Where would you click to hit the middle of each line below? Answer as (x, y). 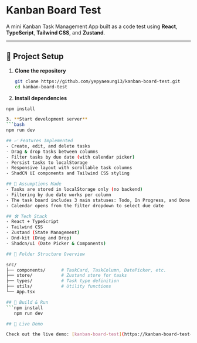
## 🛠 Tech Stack (27, 216)
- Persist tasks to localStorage (47, 162)
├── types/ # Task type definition (62, 281)
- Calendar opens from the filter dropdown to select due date (85, 205)
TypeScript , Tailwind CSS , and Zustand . (56, 32)
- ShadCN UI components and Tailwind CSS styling (68, 173)
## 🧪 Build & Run (27, 302)
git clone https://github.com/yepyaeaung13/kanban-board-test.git (97, 81)
